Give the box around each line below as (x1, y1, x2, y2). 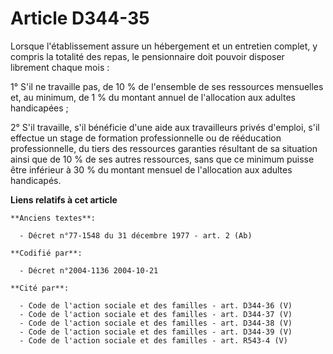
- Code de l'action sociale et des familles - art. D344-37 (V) (19, 309, 293, 319)
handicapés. (10, 174, 62, 186)
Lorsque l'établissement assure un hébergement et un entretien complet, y (10, 40, 318, 52)
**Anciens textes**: (10, 213, 97, 223)
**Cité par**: (10, 283, 70, 293)
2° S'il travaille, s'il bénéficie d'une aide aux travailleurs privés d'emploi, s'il (10, 121, 320, 133)
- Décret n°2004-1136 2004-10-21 (19, 265, 159, 276)
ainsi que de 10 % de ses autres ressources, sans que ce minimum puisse (10, 153, 315, 165)
